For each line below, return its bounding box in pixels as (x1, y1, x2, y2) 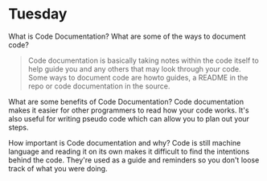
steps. (8, 122, 29, 132)
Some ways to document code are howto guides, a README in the (27, 72, 249, 82)
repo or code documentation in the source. (27, 81, 170, 91)
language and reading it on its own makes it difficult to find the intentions (8, 146, 250, 156)
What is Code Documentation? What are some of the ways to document (8, 31, 246, 41)
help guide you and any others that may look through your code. (27, 64, 241, 73)
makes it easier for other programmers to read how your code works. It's (8, 105, 249, 115)
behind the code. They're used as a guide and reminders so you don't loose (8, 154, 260, 165)
